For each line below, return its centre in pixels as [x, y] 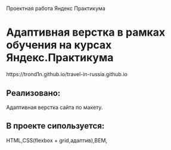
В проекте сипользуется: [55, 126]
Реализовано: [33, 93]
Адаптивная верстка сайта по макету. [55, 107]
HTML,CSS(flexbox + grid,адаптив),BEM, [57, 140]
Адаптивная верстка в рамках [86, 32]
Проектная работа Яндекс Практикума [56, 8]
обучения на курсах [59, 45]
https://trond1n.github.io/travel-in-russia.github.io [67, 74]
